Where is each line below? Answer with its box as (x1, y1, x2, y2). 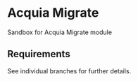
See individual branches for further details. (7, 66, 132, 75)
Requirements (7, 48, 70, 60)
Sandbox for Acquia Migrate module (7, 28, 113, 36)
